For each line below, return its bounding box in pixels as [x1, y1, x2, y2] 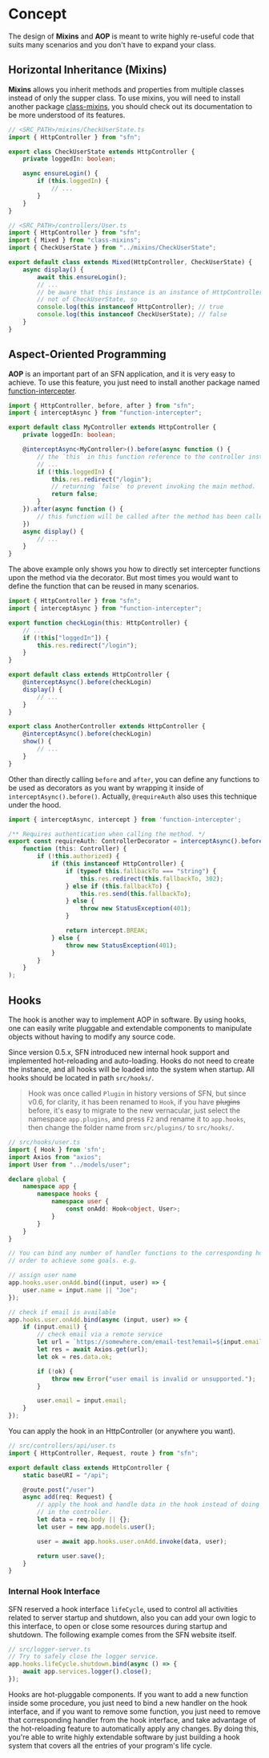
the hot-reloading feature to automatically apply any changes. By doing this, [8, 1723, 259, 1733]
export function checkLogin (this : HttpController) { [8, 619, 188, 627]
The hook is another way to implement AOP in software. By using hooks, [8, 1015, 247, 1024]
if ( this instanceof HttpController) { [50, 860, 184, 868]
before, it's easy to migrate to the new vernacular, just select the [27, 1105, 241, 1115]
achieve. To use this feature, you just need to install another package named [8, 377, 260, 387]
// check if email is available [8, 1308, 116, 1316]
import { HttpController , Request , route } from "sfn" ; [8, 1449, 199, 1457]
